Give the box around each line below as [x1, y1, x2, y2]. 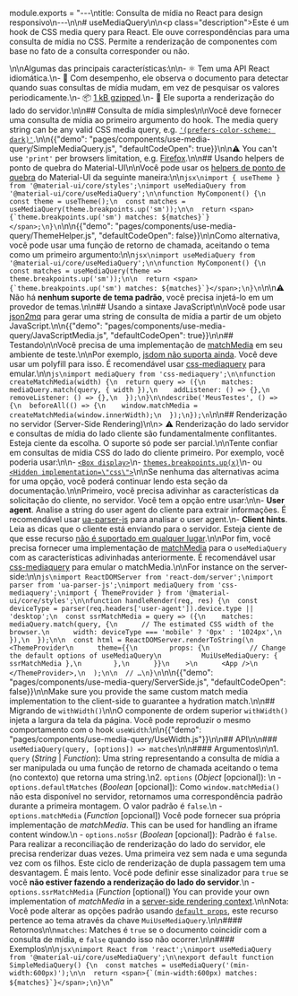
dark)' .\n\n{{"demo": [9, 134, 88, 144]
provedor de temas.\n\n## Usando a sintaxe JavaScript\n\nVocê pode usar [9, 301, 285, 312]
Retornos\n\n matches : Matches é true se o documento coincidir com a [9, 924, 267, 935]
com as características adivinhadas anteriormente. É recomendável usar [9, 552, 276, 563]
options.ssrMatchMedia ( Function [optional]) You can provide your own [9, 887, 270, 896]
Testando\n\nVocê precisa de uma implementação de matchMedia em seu [9, 340, 284, 350]
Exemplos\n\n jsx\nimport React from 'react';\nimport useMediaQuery [9, 944, 272, 954]
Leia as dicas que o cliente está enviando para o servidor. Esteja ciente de [9, 524, 283, 534]
